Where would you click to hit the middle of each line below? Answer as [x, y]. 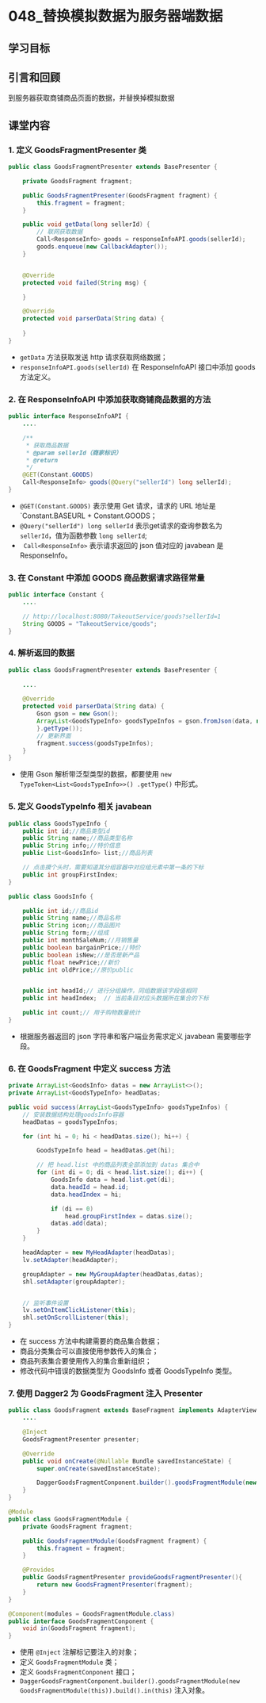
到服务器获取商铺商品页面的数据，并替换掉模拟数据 [91, 98]
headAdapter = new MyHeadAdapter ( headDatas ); [99, 1253]
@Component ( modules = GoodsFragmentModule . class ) [92, 1614]
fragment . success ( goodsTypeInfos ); [95, 743]
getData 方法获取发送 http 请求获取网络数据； [93, 357]
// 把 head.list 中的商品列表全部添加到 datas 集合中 [118, 1165]
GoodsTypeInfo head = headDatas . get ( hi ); [106, 1151]
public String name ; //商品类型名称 [78, 838]
